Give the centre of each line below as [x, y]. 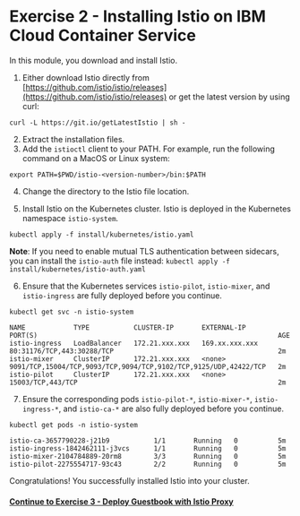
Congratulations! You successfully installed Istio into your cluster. [129, 480]
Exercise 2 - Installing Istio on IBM [138, 17]
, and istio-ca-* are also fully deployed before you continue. [171, 408]
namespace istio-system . [70, 218]
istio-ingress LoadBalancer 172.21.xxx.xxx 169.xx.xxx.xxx [133, 343]
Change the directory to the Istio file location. [106, 191]
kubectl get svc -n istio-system [72, 312]
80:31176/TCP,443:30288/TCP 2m [148, 351]
